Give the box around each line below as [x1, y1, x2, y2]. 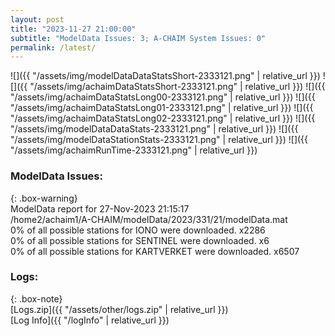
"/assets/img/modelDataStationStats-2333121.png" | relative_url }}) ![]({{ [10, 134, 309, 146]
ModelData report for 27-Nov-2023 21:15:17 [10, 202, 190, 215]
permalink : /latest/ [10, 42, 97, 53]
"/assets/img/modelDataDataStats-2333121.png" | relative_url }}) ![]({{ [10, 123, 299, 135]
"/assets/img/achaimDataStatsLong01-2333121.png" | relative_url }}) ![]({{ [10, 102, 314, 114]
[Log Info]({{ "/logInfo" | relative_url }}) [10, 314, 170, 326]
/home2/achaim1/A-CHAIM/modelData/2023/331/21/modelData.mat [10, 213, 288, 225]
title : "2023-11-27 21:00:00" [10, 24, 137, 34]
